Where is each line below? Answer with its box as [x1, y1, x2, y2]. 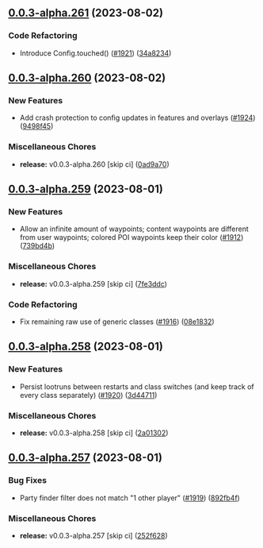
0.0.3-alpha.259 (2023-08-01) [8, 183, 164, 196]
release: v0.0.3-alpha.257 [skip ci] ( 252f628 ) [19, 531, 168, 540]
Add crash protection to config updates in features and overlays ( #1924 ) [19, 113, 256, 122]
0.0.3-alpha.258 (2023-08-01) [8, 340, 164, 353]
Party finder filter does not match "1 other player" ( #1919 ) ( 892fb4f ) [19, 492, 240, 503]
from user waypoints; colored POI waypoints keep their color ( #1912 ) [19, 233, 244, 242]
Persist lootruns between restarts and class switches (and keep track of [19, 381, 255, 392]
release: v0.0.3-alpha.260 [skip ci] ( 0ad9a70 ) [19, 159, 170, 169]
